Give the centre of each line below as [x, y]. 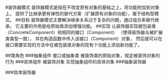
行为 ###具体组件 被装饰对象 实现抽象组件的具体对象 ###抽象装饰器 [76, 62]
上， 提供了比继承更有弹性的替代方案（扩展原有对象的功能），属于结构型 [80, 13]
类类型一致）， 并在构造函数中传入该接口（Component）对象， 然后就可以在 [84, 38]
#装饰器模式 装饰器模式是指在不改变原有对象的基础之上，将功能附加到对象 [82, 7]
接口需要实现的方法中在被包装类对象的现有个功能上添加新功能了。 [74, 45]
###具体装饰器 [21, 72]
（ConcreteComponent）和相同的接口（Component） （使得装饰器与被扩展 [84, 32]
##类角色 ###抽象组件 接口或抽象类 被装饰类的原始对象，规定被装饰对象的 [83, 55]
